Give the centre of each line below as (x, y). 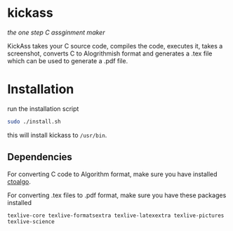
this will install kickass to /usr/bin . (57, 135)
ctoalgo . (19, 181)
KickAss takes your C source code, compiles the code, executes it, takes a (115, 46)
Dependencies (40, 157)
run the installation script (43, 108)
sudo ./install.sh (34, 121)
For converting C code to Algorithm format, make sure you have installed (112, 174)
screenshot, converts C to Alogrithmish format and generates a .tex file (110, 53)
